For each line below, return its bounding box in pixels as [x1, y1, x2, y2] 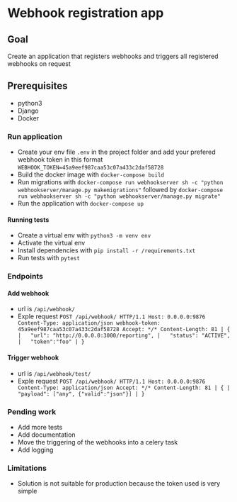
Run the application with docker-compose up [17, 199, 144, 208]
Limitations [7, 463, 47, 473]
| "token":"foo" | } [17, 338, 85, 345]
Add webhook [7, 289, 50, 297]
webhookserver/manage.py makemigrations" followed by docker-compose [17, 186, 224, 194]
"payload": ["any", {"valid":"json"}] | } [17, 390, 145, 398]
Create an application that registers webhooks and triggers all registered [7, 52, 219, 60]
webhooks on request [7, 60, 71, 68]
